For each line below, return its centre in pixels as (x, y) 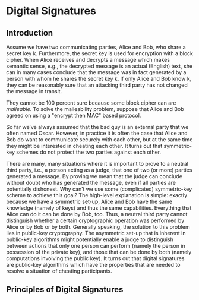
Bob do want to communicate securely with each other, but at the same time (99, 140)
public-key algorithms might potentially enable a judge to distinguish (90, 239)
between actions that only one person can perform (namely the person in (96, 246)
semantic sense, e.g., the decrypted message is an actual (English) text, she (99, 66)
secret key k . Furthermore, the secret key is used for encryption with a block (100, 53)
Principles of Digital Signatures (65, 290)
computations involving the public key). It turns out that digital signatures (95, 258)
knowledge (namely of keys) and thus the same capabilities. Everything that (99, 208)
